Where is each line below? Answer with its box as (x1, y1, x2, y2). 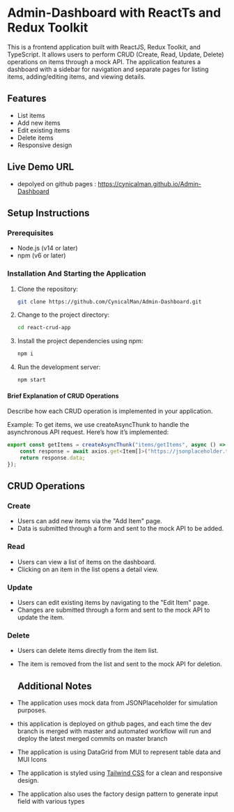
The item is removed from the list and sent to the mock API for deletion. (17, 660, 223, 668)
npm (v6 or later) (17, 251, 66, 260)
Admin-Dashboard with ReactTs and (7, 5, 221, 21)
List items (17, 111, 45, 119)
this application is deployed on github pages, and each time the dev (17, 720, 212, 728)
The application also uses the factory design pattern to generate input (17, 790, 219, 798)
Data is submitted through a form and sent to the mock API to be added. (17, 525, 224, 533)
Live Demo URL (7, 161, 75, 173)
